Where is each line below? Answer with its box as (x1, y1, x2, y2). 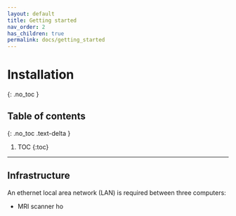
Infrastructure (7, 170, 70, 182)
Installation (7, 67, 74, 83)
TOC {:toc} (17, 142, 49, 151)
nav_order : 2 (7, 23, 46, 30)
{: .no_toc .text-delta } (7, 129, 71, 137)
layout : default (7, 10, 55, 18)
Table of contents (7, 110, 86, 122)
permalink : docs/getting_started (7, 37, 105, 44)
